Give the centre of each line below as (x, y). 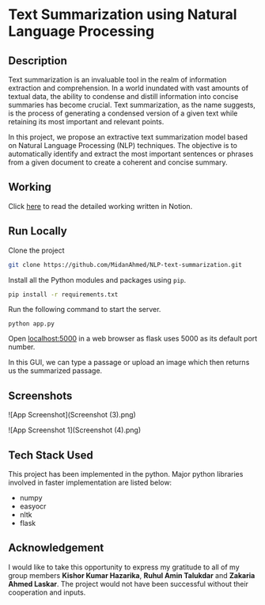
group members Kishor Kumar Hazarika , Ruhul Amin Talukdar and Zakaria (132, 575)
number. (22, 347)
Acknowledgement (56, 548)
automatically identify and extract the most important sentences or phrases (131, 154)
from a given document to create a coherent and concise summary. (118, 162)
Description (38, 61)
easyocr (33, 506)
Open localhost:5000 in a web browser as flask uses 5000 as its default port (133, 339)
